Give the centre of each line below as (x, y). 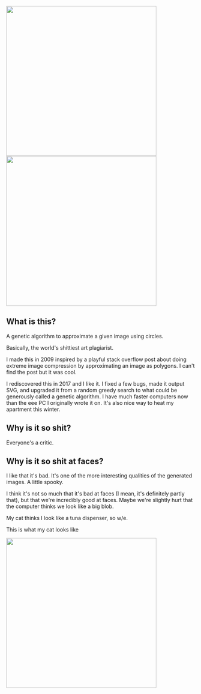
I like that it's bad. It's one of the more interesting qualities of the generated (99, 476)
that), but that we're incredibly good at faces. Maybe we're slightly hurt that (100, 500)
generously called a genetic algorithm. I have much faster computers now (97, 396)
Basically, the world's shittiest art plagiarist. (60, 347)
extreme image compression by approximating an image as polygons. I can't (100, 365)
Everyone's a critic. (30, 442)
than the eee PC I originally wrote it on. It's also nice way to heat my (90, 402)
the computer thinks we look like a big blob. (60, 506)
